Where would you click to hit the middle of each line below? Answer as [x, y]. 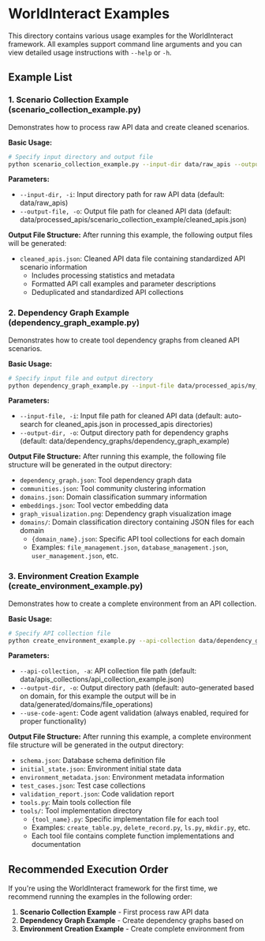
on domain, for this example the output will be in [98, 696]
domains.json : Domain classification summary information [113, 497]
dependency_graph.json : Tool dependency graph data [105, 480]
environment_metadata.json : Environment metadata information [122, 777]
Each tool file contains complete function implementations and [133, 836]
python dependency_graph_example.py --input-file [91, 385]
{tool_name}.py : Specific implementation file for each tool [125, 819]
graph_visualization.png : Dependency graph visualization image [125, 514]
